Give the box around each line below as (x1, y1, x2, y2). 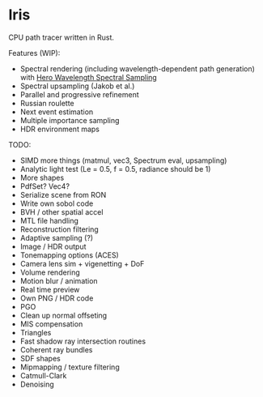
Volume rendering (19, 267, 81, 277)
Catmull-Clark (19, 370, 67, 380)
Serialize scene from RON (19, 190, 107, 199)
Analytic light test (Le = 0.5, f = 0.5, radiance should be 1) (19, 164, 211, 173)
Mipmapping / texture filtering (19, 362, 120, 372)
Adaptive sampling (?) (19, 233, 94, 242)
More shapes (19, 173, 65, 182)
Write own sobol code (19, 198, 94, 208)
